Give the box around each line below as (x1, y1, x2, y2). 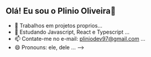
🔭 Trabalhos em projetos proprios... (14, 22, 103, 29)
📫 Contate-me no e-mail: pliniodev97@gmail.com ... (14, 35, 146, 42)
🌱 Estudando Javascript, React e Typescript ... (14, 28, 130, 35)
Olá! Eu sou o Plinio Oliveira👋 (5, 6, 116, 16)
